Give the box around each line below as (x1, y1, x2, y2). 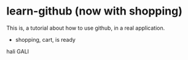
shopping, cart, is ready (15, 36, 76, 43)
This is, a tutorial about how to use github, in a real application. (6, 24, 165, 32)
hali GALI (6, 47, 29, 55)
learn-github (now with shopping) (6, 4, 183, 18)
